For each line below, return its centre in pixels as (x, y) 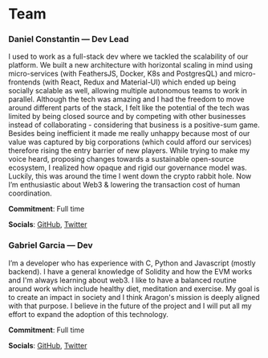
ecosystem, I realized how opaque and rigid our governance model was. (128, 168)
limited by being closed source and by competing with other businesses (127, 117)
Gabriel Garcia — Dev (51, 245)
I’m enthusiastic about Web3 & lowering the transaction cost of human (124, 185)
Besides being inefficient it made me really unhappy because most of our (129, 134)
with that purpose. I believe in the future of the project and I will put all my (130, 306)
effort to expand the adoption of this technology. (88, 314)
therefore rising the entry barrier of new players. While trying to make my (129, 150)
